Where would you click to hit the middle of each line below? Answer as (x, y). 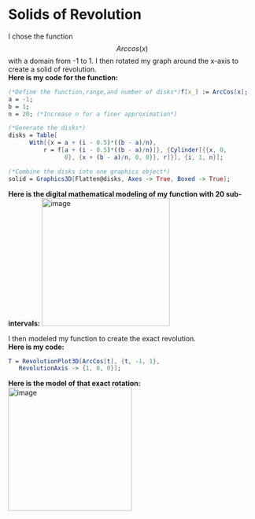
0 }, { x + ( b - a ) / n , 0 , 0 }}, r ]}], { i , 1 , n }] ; (144, 157)
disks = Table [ (33, 135)
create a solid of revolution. (52, 69)
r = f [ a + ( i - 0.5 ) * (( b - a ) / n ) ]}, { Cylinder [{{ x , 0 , (135, 150)
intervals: (24, 323)
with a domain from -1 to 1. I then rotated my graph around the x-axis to (123, 61)
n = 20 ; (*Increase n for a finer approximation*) (93, 114)
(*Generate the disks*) (47, 128)
